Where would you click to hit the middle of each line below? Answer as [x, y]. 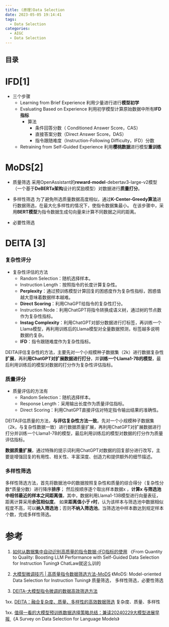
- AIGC [17, 33]
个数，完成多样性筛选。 [29, 514]
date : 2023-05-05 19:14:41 [33, 15]
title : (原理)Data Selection [35, 10]
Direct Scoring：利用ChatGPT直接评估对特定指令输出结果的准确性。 [91, 410]
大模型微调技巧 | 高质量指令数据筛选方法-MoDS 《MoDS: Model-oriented [87, 574]
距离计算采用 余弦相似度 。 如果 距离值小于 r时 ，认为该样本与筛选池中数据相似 [84, 502]
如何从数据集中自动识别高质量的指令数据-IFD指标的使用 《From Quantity [87, 552]
